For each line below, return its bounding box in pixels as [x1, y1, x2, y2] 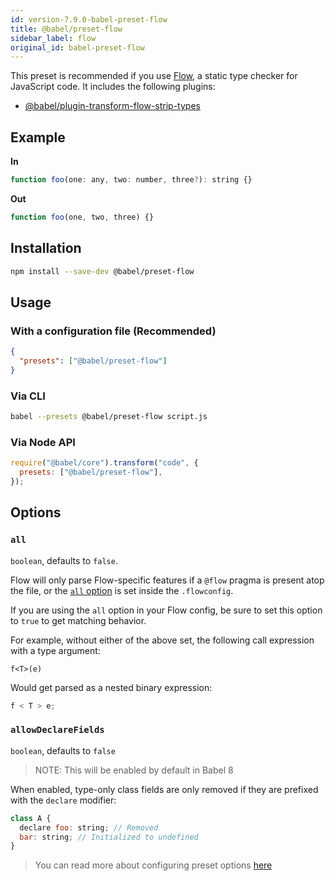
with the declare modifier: [10, 794, 117, 806]
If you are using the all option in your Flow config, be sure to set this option [10, 604, 323, 616]
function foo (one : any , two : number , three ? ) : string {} [10, 175, 253, 185]
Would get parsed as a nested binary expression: [10, 681, 213, 693]
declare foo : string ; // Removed [19, 822, 159, 833]
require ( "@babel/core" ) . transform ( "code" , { [10, 458, 199, 468]
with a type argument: [10, 644, 101, 656]
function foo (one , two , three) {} [10, 212, 155, 222]
